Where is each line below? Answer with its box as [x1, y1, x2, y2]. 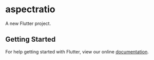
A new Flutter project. [5, 20, 51, 26]
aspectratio [5, 4, 55, 15]
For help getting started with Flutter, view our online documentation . [5, 48, 149, 54]
